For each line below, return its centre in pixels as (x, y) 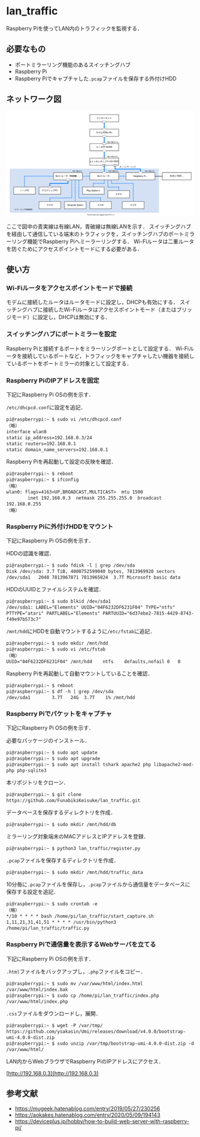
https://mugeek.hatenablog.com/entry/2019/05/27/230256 (87, 1108)
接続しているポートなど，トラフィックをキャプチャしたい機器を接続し (108, 356)
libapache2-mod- (174, 765)
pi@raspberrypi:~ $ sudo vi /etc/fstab (56, 649)
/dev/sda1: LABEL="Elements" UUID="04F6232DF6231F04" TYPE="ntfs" (91, 607)
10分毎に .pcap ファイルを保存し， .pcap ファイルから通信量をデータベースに (98, 884)
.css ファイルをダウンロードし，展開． (54, 1013)
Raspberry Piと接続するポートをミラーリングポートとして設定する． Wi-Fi (98, 348)
